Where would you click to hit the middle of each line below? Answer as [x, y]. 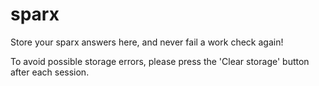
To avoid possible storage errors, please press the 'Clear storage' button [160, 61]
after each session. [50, 72]
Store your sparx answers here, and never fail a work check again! [147, 42]
